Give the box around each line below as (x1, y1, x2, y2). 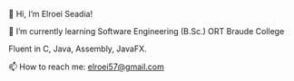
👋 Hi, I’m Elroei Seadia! (8, 9, 93, 19)
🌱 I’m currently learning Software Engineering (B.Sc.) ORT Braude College (8, 26, 285, 36)
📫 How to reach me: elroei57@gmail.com (8, 61, 165, 72)
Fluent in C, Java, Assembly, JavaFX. (8, 43, 147, 54)
